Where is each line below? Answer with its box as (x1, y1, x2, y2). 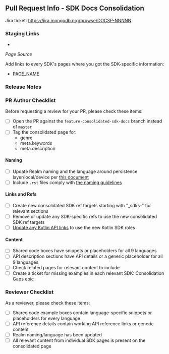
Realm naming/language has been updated (12, 332, 102, 338)
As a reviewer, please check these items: (5, 300, 90, 306)
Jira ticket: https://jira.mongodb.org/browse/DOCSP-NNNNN (5, 17, 132, 23)
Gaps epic (12, 276, 34, 282)
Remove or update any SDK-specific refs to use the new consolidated (12, 214, 157, 220)
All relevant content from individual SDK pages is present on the (12, 337, 146, 343)
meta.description (20, 146, 55, 152)
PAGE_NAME (12, 71, 39, 77)
